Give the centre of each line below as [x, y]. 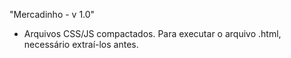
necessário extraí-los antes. [81, 44]
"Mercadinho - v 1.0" [52, 14]
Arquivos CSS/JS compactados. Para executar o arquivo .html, [152, 33]
